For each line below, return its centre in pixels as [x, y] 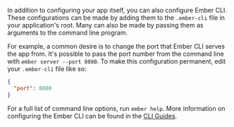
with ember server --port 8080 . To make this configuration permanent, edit [117, 61]
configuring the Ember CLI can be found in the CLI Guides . [92, 116]
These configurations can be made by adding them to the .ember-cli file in [116, 18]
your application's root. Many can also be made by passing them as [105, 25]
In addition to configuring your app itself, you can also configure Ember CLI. [117, 10]
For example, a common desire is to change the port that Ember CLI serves [116, 46]
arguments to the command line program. [68, 32]
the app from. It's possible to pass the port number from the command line [116, 54]
